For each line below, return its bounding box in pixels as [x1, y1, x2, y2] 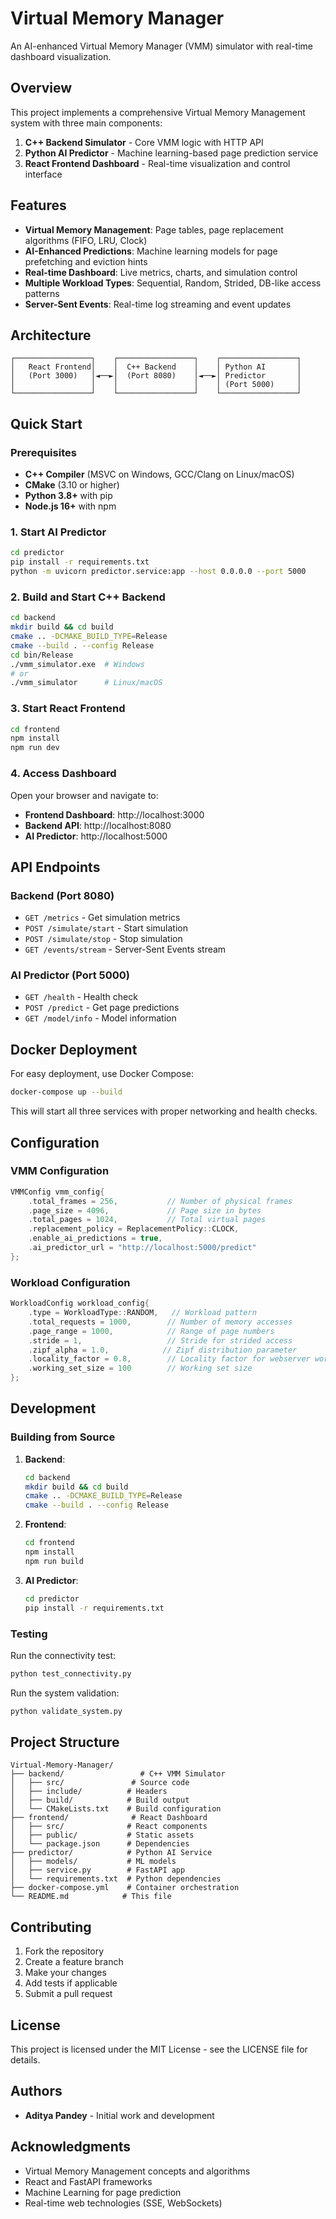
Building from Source [10, 1430, 116, 1444]
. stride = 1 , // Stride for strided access [28, 1335, 293, 1346]
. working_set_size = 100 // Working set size [28, 1363, 253, 1374]
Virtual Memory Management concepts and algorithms [24, 2165, 251, 2177]
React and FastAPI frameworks [24, 2175, 153, 2187]
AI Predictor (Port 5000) [10, 968, 131, 982]
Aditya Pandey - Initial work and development [24, 2109, 215, 2121]
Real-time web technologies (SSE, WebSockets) [24, 2197, 223, 2209]
